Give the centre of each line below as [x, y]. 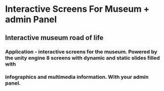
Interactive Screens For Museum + [77, 9]
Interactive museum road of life [54, 38]
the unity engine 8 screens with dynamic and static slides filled [82, 58]
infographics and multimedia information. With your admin [77, 77]
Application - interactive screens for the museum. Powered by [81, 52]
